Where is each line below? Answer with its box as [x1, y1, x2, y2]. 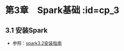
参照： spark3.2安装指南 [12, 40, 62, 46]
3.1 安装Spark [5, 26, 48, 34]
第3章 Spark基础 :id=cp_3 [5, 4, 119, 16]
